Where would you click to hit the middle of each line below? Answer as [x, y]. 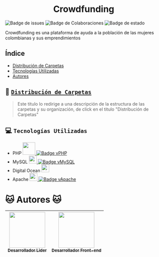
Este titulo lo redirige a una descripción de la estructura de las [81, 104]
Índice [15, 54]
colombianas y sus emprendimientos [43, 38]
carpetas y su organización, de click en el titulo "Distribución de [83, 109]
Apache [20, 179]
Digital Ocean [26, 171]
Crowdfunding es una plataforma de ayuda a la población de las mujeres [80, 32]
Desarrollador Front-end [77, 251]
